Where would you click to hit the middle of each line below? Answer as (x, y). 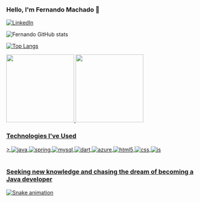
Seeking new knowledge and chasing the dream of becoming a (100, 172)
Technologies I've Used (41, 136)
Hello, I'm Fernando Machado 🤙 (53, 10)
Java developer (30, 179)
